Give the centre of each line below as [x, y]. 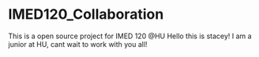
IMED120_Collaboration [86, 14]
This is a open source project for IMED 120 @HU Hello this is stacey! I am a [130, 36]
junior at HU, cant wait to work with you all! [78, 44]
